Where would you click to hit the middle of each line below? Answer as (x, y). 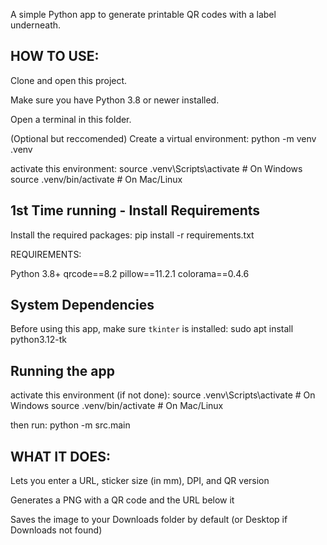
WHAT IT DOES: (61, 456)
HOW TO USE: (55, 56)
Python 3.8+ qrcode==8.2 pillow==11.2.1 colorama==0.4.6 (130, 273)
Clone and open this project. (69, 80)
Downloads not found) (56, 530)
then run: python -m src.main (70, 425)
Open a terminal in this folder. (71, 119)
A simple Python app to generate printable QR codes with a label (143, 14)
